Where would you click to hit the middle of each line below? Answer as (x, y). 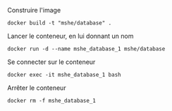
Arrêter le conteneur (37, 88)
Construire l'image (34, 10)
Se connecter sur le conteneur (51, 62)
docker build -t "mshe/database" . (60, 23)
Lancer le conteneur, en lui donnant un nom (70, 36)
